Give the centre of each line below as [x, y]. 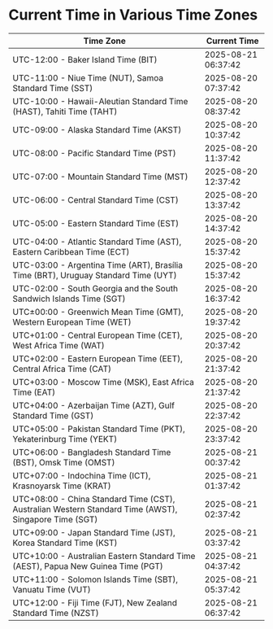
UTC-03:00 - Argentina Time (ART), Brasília [97, 264]
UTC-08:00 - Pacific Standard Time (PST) [94, 153]
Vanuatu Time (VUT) [52, 589]
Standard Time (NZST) [56, 613]
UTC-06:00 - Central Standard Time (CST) [95, 199]
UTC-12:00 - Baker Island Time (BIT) [85, 59]
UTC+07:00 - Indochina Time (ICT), [82, 475]
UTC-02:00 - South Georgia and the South [95, 288]
